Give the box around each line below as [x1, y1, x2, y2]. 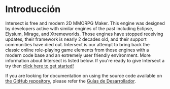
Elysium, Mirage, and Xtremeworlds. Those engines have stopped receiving [5, 31, 163, 37]
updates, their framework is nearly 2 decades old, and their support [5, 36, 147, 42]
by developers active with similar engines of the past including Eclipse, [5, 25, 154, 31]
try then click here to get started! [5, 63, 74, 69]
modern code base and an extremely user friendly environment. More [5, 52, 151, 58]
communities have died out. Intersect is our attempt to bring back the [5, 41, 150, 47]
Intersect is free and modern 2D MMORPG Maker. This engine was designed [5, 20, 165, 26]
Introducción [5, 4, 61, 15]
